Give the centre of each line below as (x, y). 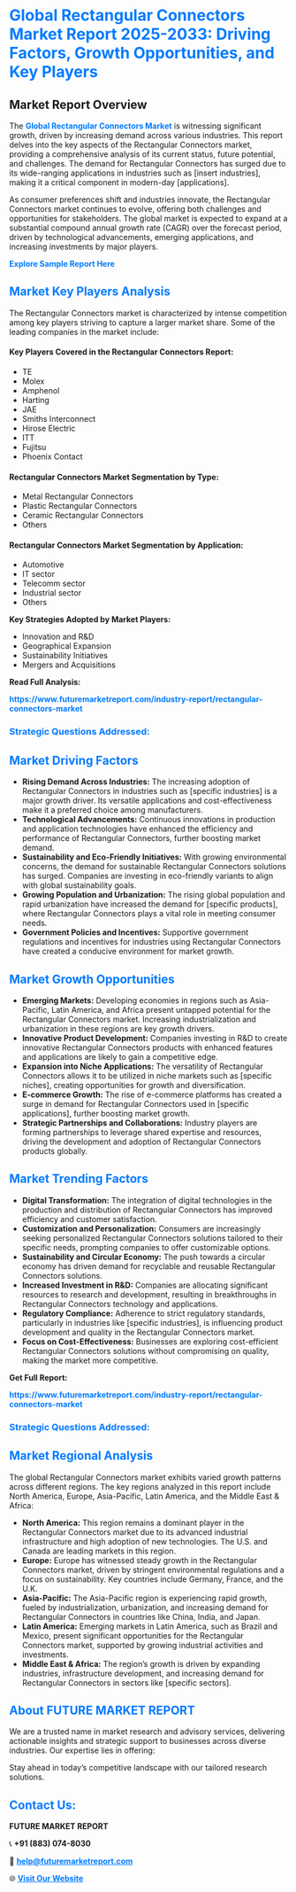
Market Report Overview (78, 104)
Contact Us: (43, 1805)
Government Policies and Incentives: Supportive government (135, 932)
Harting (36, 401)
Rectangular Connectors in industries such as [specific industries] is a (149, 791)
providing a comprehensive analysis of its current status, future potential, (142, 154)
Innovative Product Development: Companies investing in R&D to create (155, 1038)
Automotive (43, 564)
